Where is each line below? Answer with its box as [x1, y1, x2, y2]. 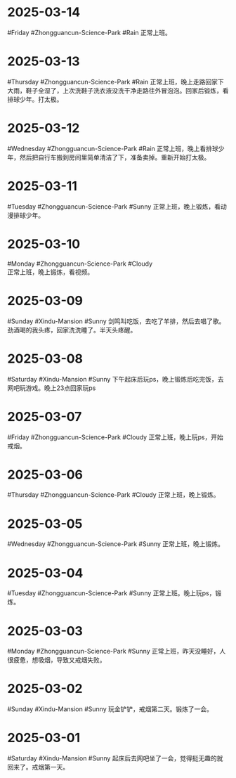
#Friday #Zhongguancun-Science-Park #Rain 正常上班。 [7, 28, 172, 37]
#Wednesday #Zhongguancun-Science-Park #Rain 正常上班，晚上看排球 [7, 144, 219, 153]
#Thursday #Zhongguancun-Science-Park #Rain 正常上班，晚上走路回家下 [7, 77, 224, 86]
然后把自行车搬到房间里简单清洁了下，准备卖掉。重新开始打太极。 [19, 153, 211, 162]
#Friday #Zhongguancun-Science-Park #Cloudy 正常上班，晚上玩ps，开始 [7, 433, 223, 441]
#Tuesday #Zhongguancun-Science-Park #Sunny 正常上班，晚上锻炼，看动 [7, 202, 227, 211]
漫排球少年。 [7, 211, 44, 219]
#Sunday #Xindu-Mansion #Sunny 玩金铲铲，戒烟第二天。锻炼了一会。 [7, 705, 213, 713]
